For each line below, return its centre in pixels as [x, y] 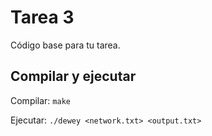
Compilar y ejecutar [73, 76]
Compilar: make [40, 100]
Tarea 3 [42, 17]
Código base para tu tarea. [65, 45]
